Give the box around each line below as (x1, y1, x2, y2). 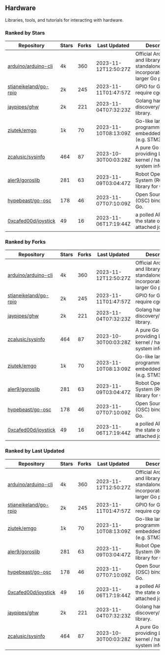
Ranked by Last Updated (5, 447, 65, 454)
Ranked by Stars (5, 29, 45, 36)
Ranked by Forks (5, 239, 46, 246)
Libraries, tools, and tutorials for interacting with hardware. (5, 17, 124, 23)
